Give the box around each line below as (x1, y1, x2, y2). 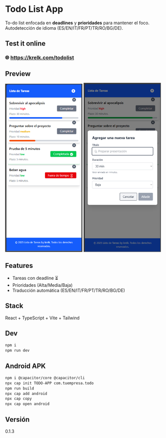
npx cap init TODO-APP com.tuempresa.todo (5, 381, 94, 386)
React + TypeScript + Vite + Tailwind (5, 315, 80, 321)
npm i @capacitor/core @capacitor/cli (5, 375, 85, 380)
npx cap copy (5, 396, 32, 401)
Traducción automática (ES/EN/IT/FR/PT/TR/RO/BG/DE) (12, 287, 125, 293)
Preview (5, 69, 31, 78)
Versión (5, 415, 30, 424)
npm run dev (5, 348, 30, 353)
